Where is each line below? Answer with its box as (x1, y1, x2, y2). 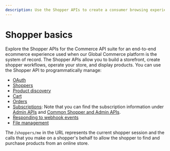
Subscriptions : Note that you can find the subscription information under (12, 104, 164, 110)
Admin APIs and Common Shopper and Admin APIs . (12, 109, 121, 115)
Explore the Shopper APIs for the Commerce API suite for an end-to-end (5, 46, 156, 52)
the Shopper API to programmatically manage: (5, 67, 102, 73)
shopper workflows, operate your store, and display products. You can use (5, 61, 161, 68)
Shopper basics (5, 29, 73, 40)
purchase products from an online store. (5, 140, 90, 146)
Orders (12, 98, 27, 104)
